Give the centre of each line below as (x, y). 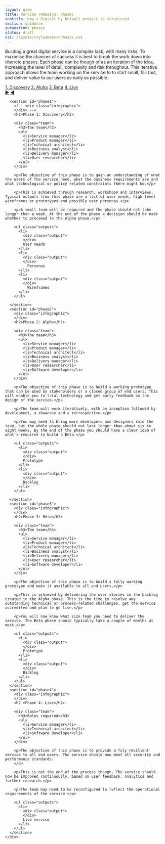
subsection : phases (25, 28)
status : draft (20, 33)
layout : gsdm (19, 10)
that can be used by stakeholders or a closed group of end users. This (82, 391)
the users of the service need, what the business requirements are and (82, 179)
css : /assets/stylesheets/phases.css (44, 38)
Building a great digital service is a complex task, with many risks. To (75, 51)
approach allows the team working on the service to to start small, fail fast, (81, 72)
